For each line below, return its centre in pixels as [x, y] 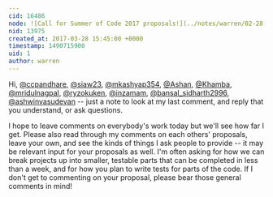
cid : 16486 [27, 16]
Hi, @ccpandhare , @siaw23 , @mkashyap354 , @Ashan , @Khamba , [120, 84]
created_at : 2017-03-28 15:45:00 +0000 [76, 39]
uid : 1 [19, 54]
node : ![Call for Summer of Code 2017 [74, 24]
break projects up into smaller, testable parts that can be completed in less [133, 160]
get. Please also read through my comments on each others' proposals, [128, 134]
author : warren [34, 62]
